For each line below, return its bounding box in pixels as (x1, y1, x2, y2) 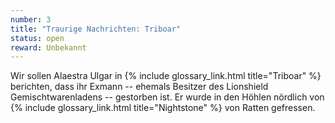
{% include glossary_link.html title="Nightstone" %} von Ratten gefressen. (10, 102, 316, 114)
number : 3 (10, 14, 52, 25)
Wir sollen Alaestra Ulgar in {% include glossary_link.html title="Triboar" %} (10, 70, 322, 82)
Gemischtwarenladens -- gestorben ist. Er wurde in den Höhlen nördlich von (10, 91, 325, 103)
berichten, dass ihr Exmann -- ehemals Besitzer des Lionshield (10, 81, 269, 93)
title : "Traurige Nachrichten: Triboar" (10, 24, 182, 34)
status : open (10, 33, 65, 43)
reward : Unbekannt (10, 42, 87, 53)
